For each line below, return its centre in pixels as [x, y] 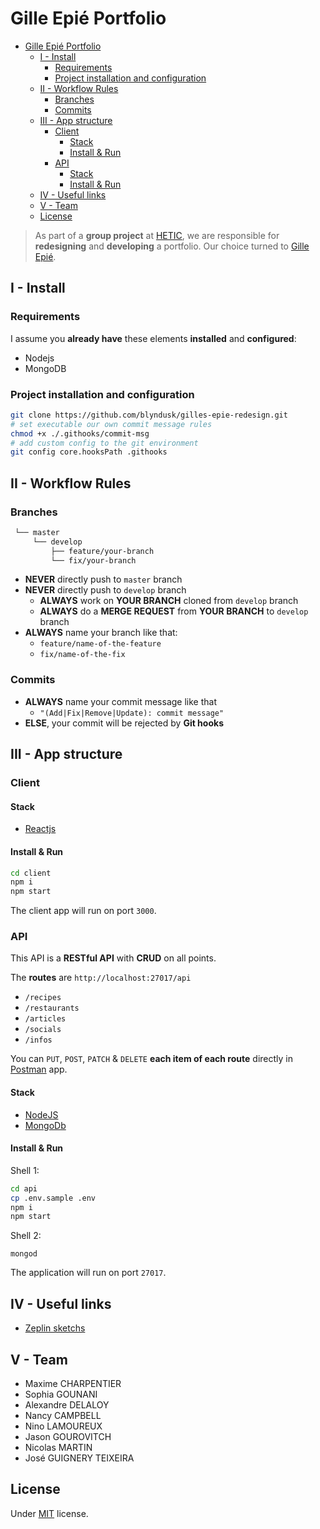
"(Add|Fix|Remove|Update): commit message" [132, 713]
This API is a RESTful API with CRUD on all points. [113, 958]
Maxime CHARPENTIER [73, 1383]
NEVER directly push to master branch [103, 579]
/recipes [43, 998]
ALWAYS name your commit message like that [120, 701]
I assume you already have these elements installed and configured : [153, 338]
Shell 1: [25, 1170]
